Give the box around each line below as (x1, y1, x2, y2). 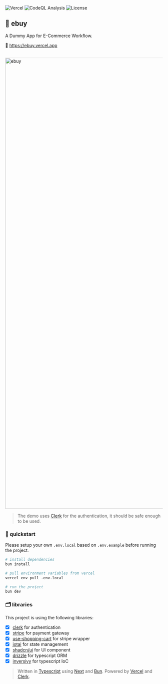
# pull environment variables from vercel (5, 571, 95, 576)
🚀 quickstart (5, 531, 36, 538)
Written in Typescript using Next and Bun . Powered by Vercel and (17, 668, 152, 674)
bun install (5, 561, 30, 567)
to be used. (17, 518, 41, 524)
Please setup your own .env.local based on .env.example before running (5, 542, 156, 548)
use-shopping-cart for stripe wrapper (12, 635, 90, 641)
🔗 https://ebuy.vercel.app (5, 42, 57, 48)
